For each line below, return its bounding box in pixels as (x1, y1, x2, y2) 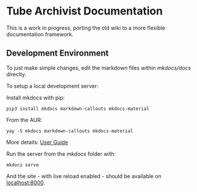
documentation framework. (6, 30, 74, 37)
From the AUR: (6, 116, 43, 123)
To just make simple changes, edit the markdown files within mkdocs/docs (6, 64, 192, 71)
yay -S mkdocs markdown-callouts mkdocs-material (6, 128, 134, 134)
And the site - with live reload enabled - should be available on (6, 172, 161, 179)
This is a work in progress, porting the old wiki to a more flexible (6, 24, 166, 31)
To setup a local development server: (6, 82, 98, 89)
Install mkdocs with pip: (6, 94, 65, 101)
